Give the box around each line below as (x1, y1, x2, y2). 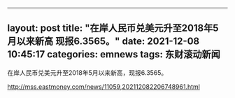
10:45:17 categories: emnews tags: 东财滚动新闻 (7, 48, 220, 60)
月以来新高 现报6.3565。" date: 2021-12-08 (7, 36, 200, 48)
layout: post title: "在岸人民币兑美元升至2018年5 (7, 22, 219, 34)
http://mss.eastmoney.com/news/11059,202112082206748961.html (7, 82, 201, 91)
